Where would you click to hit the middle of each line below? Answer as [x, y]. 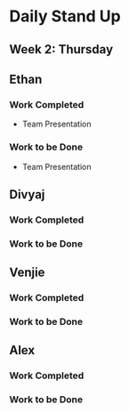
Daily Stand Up [65, 16]
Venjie [27, 273]
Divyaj [27, 194]
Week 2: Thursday [61, 49]
